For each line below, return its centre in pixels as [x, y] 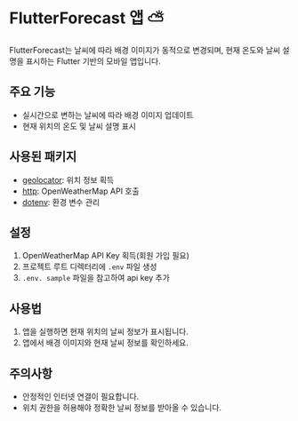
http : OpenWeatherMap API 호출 [81, 191]
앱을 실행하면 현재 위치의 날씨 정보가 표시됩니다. [105, 332]
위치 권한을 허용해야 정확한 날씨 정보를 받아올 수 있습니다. [122, 408]
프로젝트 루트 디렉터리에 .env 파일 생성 [89, 266]
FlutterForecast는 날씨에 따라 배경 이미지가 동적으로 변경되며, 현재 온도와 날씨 [145, 50]
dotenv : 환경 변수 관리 [61, 202]
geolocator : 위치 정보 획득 [68, 179]
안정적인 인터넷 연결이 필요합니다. [81, 397]
